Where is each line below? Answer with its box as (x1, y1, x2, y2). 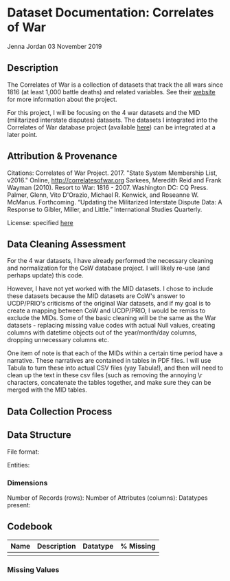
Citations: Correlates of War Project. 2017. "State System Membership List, (7, 169, 218, 177)
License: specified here (7, 218, 73, 226)
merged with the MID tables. (7, 385, 87, 394)
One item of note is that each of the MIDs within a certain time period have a (7, 349, 223, 357)
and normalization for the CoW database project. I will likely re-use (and (7, 264, 211, 273)
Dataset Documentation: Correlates (7, 5, 214, 21)
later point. (7, 130, 38, 138)
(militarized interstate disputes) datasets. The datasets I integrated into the (7, 116, 218, 124)
